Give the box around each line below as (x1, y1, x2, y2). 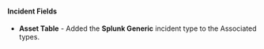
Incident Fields (7, 6, 57, 16)
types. (18, 32, 40, 42)
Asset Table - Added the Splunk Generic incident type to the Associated (18, 24, 257, 33)
